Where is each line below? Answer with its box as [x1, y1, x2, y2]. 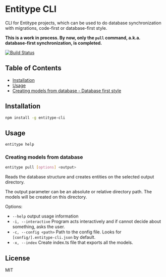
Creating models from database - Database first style [12, 88, 121, 94]
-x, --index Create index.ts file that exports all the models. [12, 239, 133, 246]
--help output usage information [12, 213, 79, 219]
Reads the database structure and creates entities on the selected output [5, 174, 155, 180]
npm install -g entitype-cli [5, 115, 65, 120]
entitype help [5, 142, 35, 147]
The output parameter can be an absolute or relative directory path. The [5, 189, 152, 195]
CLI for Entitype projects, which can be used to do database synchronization [5, 20, 162, 26]
